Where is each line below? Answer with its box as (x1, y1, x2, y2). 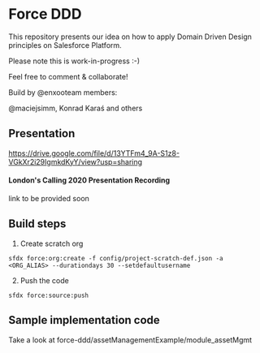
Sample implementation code (8, 313, 160, 327)
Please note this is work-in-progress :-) (8, 56, 141, 66)
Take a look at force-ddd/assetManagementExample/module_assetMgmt (8, 334, 253, 345)
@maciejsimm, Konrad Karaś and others (8, 103, 143, 113)
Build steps (8, 217, 67, 231)
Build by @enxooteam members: (8, 87, 118, 97)
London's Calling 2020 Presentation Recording (8, 175, 171, 185)
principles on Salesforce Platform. (8, 40, 122, 50)
